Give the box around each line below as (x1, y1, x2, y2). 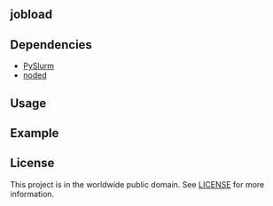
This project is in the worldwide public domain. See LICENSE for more (10, 179, 265, 189)
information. (10, 188, 55, 199)
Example (10, 126, 59, 141)
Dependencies (10, 37, 92, 52)
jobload (10, 7, 53, 22)
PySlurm (22, 61, 55, 72)
